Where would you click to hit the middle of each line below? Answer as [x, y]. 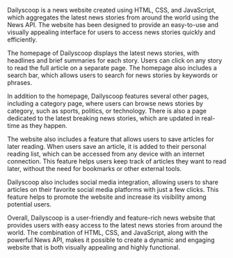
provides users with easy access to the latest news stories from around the [115, 225]
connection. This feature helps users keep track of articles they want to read [117, 161]
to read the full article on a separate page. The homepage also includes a [112, 68]
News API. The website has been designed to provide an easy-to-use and [113, 25]
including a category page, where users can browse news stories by [105, 103]
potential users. [30, 204]
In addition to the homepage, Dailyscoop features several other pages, [108, 96]
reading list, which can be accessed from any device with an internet [106, 154]
